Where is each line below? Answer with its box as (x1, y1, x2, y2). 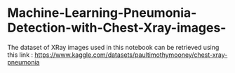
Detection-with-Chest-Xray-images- (7, 20, 227, 36)
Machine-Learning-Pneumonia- (7, 5, 197, 21)
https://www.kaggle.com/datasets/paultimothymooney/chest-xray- (34, 51, 228, 59)
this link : (7, 51, 34, 59)
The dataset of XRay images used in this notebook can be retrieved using (7, 43, 220, 51)
